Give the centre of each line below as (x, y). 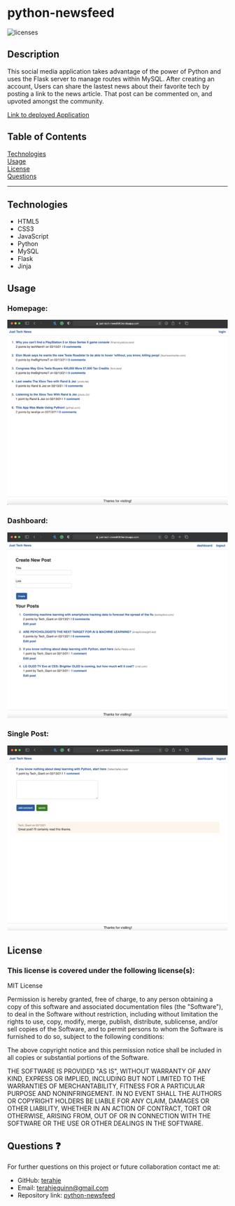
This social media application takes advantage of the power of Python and (114, 71)
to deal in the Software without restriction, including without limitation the (113, 1014)
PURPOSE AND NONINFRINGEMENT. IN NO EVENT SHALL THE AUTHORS (115, 1093)
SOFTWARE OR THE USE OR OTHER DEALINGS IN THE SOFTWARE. (105, 1123)
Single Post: (28, 734)
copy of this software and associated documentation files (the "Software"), (115, 1006)
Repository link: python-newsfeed (66, 1195)
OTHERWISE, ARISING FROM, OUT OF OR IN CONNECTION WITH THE (109, 1115)
